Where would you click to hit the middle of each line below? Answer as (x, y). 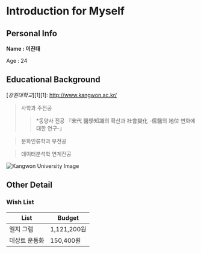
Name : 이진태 (23, 49)
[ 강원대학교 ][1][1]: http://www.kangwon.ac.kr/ (62, 95)
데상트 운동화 (27, 240)
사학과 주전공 (36, 107)
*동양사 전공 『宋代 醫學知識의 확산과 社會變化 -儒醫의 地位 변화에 (116, 120)
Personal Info (32, 34)
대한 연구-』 (50, 128)
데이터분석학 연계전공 (46, 154)
